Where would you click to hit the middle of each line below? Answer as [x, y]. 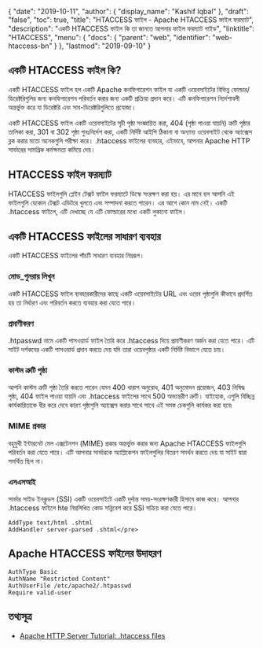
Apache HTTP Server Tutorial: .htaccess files [92, 635]
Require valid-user [40, 592]
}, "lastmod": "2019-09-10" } [105, 46]
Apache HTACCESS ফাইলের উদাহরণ [85, 554]
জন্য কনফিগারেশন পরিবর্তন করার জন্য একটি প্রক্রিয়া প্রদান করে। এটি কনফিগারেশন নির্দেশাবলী [139, 98]
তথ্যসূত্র [20, 617]
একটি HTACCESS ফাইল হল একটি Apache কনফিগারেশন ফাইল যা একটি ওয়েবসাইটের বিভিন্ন [119, 89]
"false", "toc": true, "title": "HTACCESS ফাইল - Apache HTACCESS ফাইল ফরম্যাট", [131, 20]
